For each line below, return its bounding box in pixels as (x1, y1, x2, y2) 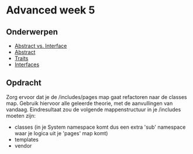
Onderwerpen (6, 27, 58, 37)
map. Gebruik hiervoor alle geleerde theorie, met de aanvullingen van (6, 100, 173, 107)
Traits (14, 55, 29, 61)
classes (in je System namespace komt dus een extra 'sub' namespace (14, 124, 186, 131)
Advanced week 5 (6, 4, 95, 17)
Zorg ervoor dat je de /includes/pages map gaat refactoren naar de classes (6, 93, 187, 100)
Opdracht (6, 78, 42, 88)
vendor (14, 142, 32, 149)
